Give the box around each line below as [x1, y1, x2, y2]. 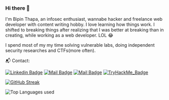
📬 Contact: [5, 58, 30, 64]
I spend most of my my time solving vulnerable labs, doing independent [5, 42, 155, 48]
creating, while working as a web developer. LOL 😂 [5, 32, 113, 39]
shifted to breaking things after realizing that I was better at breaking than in [5, 27, 164, 33]
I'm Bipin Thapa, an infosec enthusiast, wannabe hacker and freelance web [5, 16, 163, 22]
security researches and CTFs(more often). [5, 48, 96, 54]
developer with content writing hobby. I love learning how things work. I [5, 21, 155, 27]
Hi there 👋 [5, 5, 30, 12]
